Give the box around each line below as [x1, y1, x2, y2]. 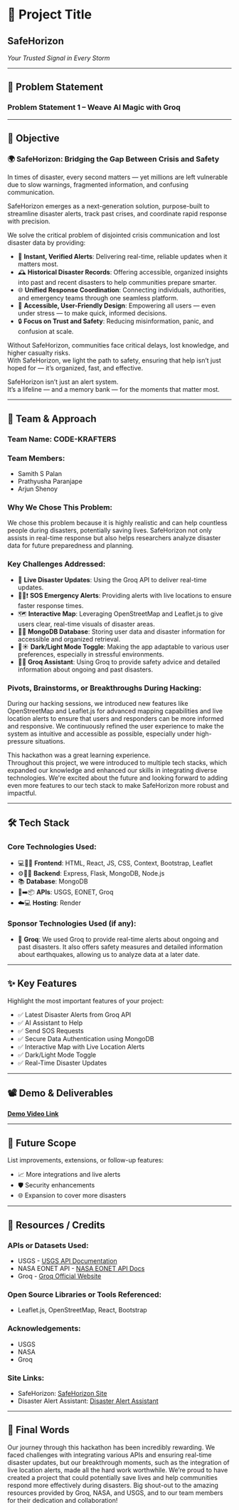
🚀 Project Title [7, 6, 92, 23]
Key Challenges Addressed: [7, 559, 106, 569]
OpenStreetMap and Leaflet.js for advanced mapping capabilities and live [7, 706, 223, 715]
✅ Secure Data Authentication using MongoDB [17, 1034, 154, 1043]
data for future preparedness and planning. [7, 542, 134, 550]
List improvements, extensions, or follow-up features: [7, 1156, 164, 1165]
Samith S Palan [17, 469, 63, 477]
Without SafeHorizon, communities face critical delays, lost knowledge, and [7, 341, 229, 350]
